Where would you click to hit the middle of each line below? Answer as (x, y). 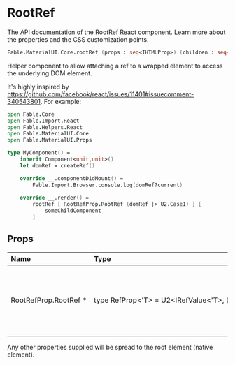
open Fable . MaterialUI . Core (48, 134)
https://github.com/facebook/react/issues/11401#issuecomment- (101, 94)
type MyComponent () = (39, 153)
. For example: (61, 101)
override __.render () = (55, 198)
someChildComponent (73, 211)
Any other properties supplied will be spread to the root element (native (110, 347)
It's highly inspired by (38, 87)
